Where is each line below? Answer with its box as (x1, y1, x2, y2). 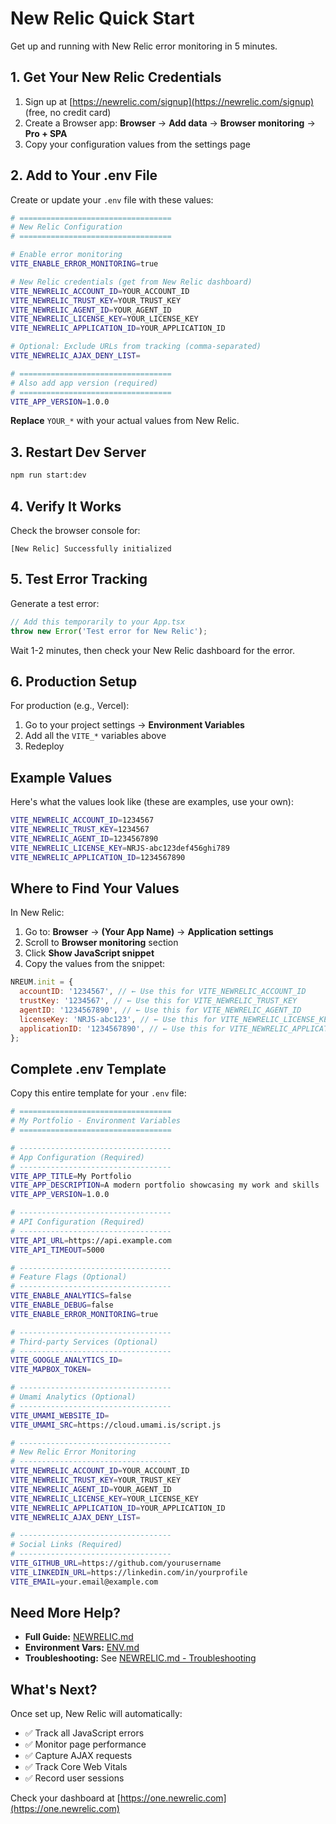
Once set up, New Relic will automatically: (10, 1708, 183, 1720)
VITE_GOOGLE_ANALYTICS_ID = (10, 1355, 123, 1366)
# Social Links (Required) (10, 1540, 123, 1550)
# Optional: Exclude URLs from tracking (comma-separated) (10, 342, 262, 352)
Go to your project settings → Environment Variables (24, 719, 245, 731)
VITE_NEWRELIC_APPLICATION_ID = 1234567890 (10, 852, 186, 862)
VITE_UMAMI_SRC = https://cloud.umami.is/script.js (10, 1420, 222, 1430)
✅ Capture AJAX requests (24, 1750, 133, 1762)
